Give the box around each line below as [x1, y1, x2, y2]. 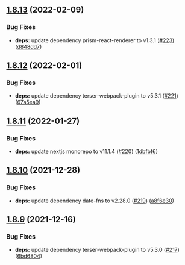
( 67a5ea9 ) [14, 99, 41, 106]
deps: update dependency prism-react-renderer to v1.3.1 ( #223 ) [14, 36, 175, 44]
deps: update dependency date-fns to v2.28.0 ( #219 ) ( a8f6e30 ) [14, 197, 175, 204]
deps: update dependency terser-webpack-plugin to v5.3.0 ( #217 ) [14, 246, 180, 254]
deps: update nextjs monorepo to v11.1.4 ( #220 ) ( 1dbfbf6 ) [14, 148, 158, 155]
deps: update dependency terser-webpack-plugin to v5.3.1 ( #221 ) [14, 92, 179, 99]
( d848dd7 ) [14, 43, 42, 50]
